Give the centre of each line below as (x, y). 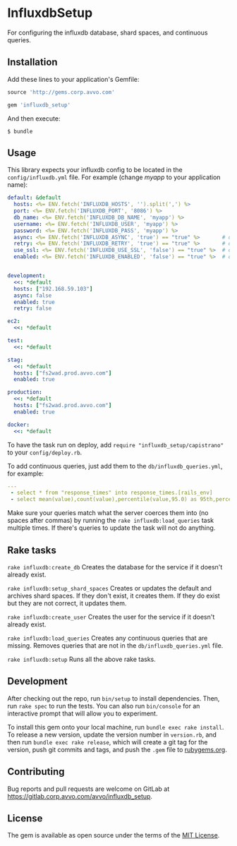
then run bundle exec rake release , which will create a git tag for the (108, 742)
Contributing (36, 772)
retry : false (33, 308)
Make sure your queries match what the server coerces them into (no (108, 513)
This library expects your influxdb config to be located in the (95, 170)
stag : (15, 360)
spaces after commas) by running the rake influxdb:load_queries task (111, 521)
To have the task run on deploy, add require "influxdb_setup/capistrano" (116, 445)
